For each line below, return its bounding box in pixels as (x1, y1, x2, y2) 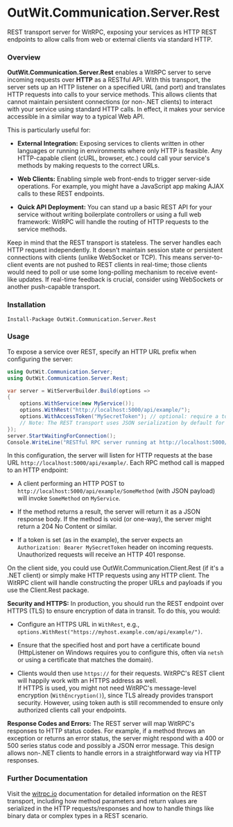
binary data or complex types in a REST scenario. (7, 811, 148, 819)
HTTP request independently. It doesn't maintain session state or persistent (7, 246, 223, 254)
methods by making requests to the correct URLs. (17, 162, 159, 170)
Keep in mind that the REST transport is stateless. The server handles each (7, 238, 221, 247)
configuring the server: (7, 355, 73, 363)
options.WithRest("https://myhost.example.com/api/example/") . (17, 627, 203, 636)
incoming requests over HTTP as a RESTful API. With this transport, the (7, 76, 212, 84)
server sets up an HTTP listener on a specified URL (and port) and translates (7, 83, 226, 92)
